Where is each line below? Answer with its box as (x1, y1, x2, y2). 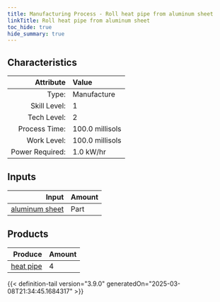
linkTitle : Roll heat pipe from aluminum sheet (7, 17, 151, 24)
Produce (13, 249, 42, 259)
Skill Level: (30, 101, 66, 111)
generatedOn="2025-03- (106, 279, 181, 288)
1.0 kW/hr (72, 147, 106, 157)
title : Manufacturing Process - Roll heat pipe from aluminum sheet (7, 10, 214, 18)
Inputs (7, 171, 37, 183)
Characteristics (7, 56, 78, 68)
